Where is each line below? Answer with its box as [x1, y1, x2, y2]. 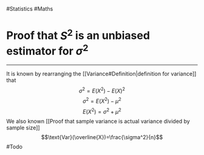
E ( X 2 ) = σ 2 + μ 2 [83, 106, 121, 115]
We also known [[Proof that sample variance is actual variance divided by [6, 117, 190, 125]
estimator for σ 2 [6, 42, 89, 58]
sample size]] [6, 124, 41, 131]
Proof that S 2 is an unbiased [6, 27, 151, 43]
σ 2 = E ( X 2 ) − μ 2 [83, 97, 121, 105]
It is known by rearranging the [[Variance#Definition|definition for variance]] [6, 70, 197, 77]
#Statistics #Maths [6, 5, 53, 12]
